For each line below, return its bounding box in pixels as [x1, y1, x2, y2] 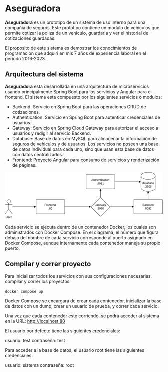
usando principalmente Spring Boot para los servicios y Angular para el [5, 88, 152, 95]
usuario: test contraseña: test [5, 337, 66, 343]
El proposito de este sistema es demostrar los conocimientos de [5, 45, 137, 51]
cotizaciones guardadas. [5, 35, 56, 41]
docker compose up [5, 289, 43, 294]
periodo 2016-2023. [5, 55, 46, 61]
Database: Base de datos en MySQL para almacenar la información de [12, 135, 157, 141]
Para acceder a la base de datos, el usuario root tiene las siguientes [5, 347, 145, 353]
